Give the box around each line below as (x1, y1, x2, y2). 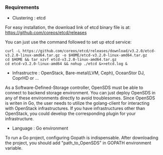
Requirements (5, 4, 40, 11)
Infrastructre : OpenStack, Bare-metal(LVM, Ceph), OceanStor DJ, (12, 70, 145, 76)
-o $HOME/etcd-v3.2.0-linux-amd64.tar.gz (61, 53, 147, 58)
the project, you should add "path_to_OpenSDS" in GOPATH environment (5, 140, 151, 146)
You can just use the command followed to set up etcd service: (5, 39, 132, 45)
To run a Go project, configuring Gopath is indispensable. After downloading (5, 135, 159, 141)
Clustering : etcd (12, 15, 46, 21)
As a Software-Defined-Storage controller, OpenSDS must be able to (5, 85, 143, 90)
